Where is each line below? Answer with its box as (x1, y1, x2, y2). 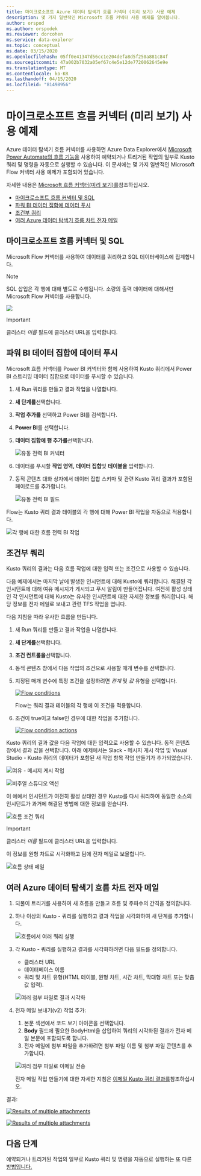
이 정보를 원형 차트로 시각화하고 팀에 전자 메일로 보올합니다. (6, 850, 146, 858)
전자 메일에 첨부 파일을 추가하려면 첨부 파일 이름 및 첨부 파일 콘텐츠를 (23, 1042, 187, 1049)
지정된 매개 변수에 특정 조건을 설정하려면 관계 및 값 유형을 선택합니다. (14, 677, 178, 684)
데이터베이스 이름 (23, 966, 65, 973)
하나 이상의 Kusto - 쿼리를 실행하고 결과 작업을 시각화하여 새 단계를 (14, 912, 173, 920)
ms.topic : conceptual (6, 43, 61, 49)
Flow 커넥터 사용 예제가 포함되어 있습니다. (6, 168, 105, 175)
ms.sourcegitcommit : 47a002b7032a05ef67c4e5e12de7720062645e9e (6, 59, 169, 65)
